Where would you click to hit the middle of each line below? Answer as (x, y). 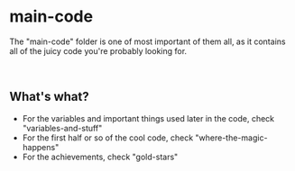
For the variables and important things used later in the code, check (148, 118)
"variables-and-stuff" (62, 128)
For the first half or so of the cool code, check (108, 138)
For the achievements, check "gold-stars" (100, 157)
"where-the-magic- (231, 138)
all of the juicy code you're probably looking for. (98, 50)
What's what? (49, 97)
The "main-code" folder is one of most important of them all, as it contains (147, 41)
